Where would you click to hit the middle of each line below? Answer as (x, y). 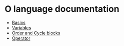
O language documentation (62, 9)
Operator (21, 38)
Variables (21, 27)
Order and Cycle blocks (36, 33)
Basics (19, 23)
